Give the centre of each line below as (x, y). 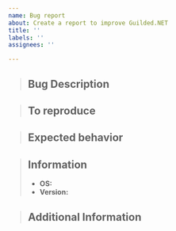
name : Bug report (37, 15)
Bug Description (68, 84)
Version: (54, 192)
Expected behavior (75, 138)
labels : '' (26, 38)
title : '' (25, 30)
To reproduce (61, 110)
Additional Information (84, 217)
